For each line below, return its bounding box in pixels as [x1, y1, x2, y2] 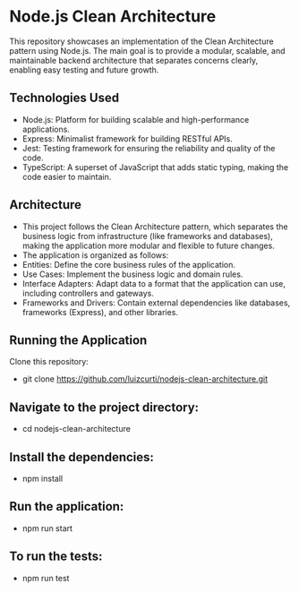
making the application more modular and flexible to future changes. [21, 240, 275, 251]
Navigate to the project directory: [9, 399, 200, 415]
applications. [21, 124, 70, 134]
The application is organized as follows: [21, 249, 169, 261]
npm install [21, 473, 64, 484]
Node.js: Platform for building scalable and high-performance [21, 114, 250, 124]
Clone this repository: [9, 356, 90, 367]
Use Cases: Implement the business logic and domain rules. [21, 269, 243, 279]
